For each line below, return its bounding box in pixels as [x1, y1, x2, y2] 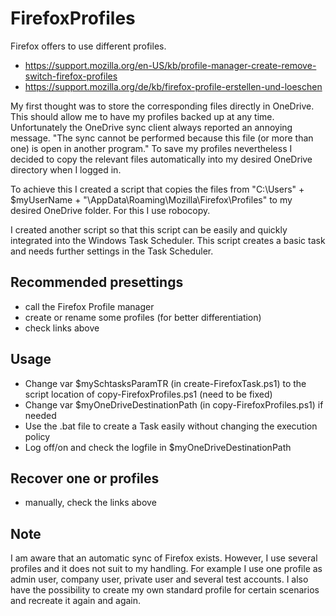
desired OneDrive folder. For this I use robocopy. [10, 204, 211, 216]
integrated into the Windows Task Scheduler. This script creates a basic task [10, 234, 326, 246]
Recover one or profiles [10, 470, 160, 487]
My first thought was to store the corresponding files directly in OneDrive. [10, 100, 315, 112]
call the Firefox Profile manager [24, 300, 155, 312]
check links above [24, 322, 100, 334]
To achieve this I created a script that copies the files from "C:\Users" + [10, 183, 305, 195]
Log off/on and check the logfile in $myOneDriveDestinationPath [24, 441, 292, 453]
